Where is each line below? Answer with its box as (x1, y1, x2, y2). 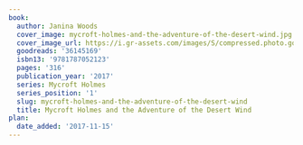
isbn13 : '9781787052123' (16, 55, 110, 64)
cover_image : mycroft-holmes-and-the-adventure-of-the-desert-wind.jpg (16, 30, 293, 39)
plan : (8, 113, 29, 122)
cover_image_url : (16, 38, 82, 48)
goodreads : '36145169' (16, 47, 102, 56)
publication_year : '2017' (16, 72, 115, 81)
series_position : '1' (16, 88, 99, 97)
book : (8, 13, 29, 23)
